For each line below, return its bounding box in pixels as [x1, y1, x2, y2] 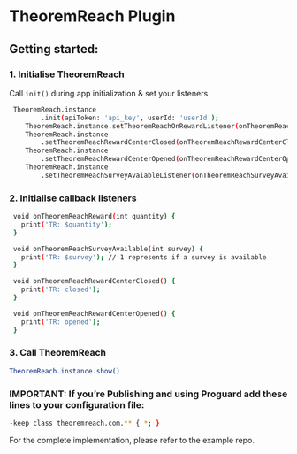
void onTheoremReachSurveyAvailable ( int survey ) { [12, 244, 203, 253]
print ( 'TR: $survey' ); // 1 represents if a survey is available [20, 252, 267, 262]
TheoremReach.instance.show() [9, 366, 121, 375]
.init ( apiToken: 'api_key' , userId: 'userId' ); [41, 113, 219, 122]
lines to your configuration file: [9, 398, 145, 411]
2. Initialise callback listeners [9, 192, 137, 204]
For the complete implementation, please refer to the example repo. [9, 435, 255, 445]
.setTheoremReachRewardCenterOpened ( [41, 155, 179, 164]
